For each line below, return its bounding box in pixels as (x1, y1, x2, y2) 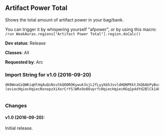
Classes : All (5, 49, 29, 55)
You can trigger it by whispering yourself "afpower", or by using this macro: (5, 26, 157, 32)
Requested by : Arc (5, 59, 43, 65)
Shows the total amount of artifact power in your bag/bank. (5, 17, 124, 22)
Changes (5, 102, 27, 109)
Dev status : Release (5, 40, 46, 46)
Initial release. (5, 125, 33, 131)
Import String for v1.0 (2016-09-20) (5, 71, 91, 78)
